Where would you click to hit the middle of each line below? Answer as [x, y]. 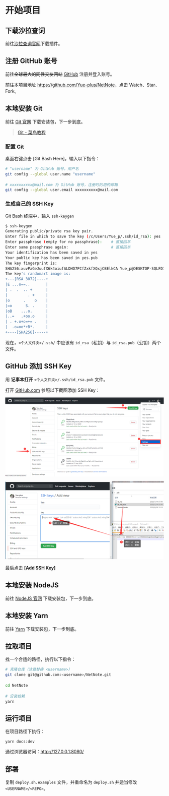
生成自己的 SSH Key [29, 204]
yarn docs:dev [20, 742]
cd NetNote [17, 685]
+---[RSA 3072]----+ [27, 279]
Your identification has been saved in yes [52, 253]
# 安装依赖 [15, 696]
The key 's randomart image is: [38, 274]
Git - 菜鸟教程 [32, 132]
